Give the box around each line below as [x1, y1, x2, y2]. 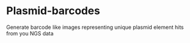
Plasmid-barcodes [6, 4, 101, 18]
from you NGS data [6, 29, 54, 37]
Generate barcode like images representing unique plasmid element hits [6, 24, 184, 31]
